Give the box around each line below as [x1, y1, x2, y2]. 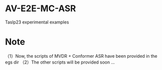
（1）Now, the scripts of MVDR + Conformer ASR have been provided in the [5, 53, 158, 59]
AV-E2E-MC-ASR [5, 3, 76, 14]
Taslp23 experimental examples [5, 19, 69, 25]
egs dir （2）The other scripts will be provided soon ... [5, 59, 115, 65]
